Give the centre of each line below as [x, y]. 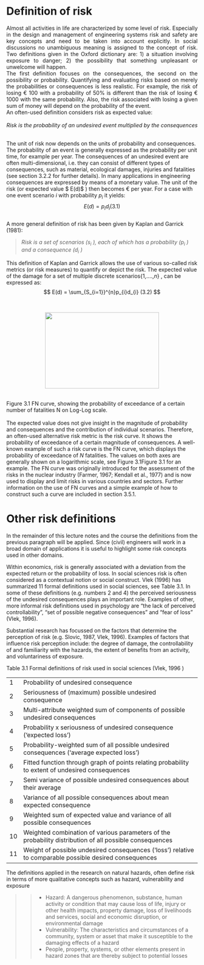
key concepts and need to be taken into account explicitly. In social [102, 41]
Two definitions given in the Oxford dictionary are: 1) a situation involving [102, 54]
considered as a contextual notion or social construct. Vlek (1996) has [93, 580]
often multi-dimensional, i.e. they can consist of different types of [88, 163]
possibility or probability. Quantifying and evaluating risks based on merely [102, 80]
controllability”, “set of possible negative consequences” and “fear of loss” [100, 612]
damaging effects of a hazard [82, 943]
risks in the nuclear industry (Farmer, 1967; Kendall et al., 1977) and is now [99, 475]
